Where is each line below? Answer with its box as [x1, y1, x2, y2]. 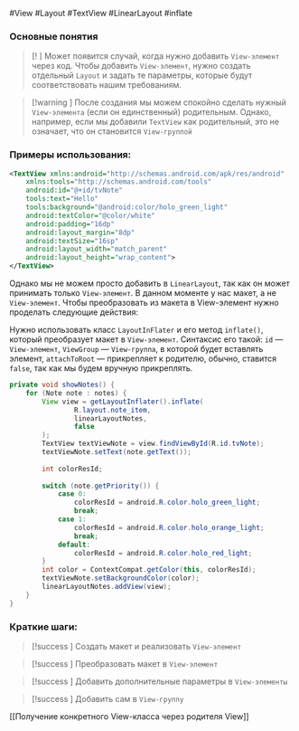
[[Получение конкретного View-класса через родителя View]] [9, 711, 250, 722]
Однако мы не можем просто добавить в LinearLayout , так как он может [9, 278, 291, 289]
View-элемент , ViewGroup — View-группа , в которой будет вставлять [9, 344, 264, 355]
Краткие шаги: [9, 620, 79, 632]
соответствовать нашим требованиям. [31, 80, 182, 90]
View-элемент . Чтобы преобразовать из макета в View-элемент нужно [9, 298, 279, 309]
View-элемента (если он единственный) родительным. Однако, [31, 107, 272, 118]
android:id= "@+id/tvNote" [25, 185, 124, 195]
